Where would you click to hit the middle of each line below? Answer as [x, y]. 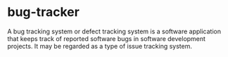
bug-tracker [43, 12]
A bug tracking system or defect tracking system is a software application [114, 31]
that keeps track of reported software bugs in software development [107, 38]
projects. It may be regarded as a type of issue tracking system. [100, 46]
